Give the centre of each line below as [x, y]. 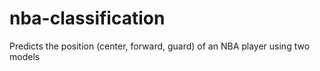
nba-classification [87, 18]
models [25, 56]
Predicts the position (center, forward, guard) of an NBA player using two [160, 46]
